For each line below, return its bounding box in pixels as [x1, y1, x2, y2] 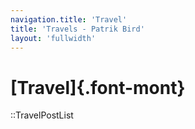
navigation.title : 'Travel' [10, 14, 128, 25]
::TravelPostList [10, 109, 74, 121]
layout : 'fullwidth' [10, 33, 97, 43]
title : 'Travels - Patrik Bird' [10, 24, 145, 34]
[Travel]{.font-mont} [10, 76, 186, 99]
